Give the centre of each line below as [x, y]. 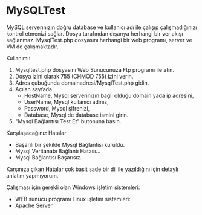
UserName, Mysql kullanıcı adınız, [66, 102]
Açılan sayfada [34, 89]
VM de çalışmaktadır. [32, 47]
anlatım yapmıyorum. [32, 175]
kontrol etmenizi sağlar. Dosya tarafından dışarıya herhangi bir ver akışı [95, 33]
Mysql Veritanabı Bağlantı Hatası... [58, 151]
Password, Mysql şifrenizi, [57, 108]
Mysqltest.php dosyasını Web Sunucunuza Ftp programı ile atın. [94, 69]
